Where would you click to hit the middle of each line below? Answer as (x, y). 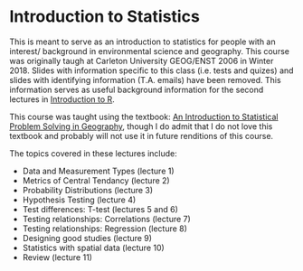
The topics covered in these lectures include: (94, 153)
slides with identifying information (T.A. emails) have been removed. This (146, 79)
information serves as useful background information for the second (137, 89)
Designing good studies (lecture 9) (87, 238)
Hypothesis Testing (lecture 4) (79, 200)
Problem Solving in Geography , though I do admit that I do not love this (141, 126)
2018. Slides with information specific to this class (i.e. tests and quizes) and (151, 70)
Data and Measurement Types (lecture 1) (98, 171)
